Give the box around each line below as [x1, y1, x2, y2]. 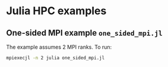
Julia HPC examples [6, 4, 107, 18]
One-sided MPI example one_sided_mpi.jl [6, 28, 163, 38]
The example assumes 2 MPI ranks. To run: [6, 43, 112, 50]
